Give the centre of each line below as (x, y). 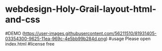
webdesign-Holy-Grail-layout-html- (81, 9)
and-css (23, 20)
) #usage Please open (128, 39)
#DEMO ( (14, 33)
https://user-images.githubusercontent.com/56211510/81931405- (90, 33)
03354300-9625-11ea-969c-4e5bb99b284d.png (56, 39)
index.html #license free (30, 44)
